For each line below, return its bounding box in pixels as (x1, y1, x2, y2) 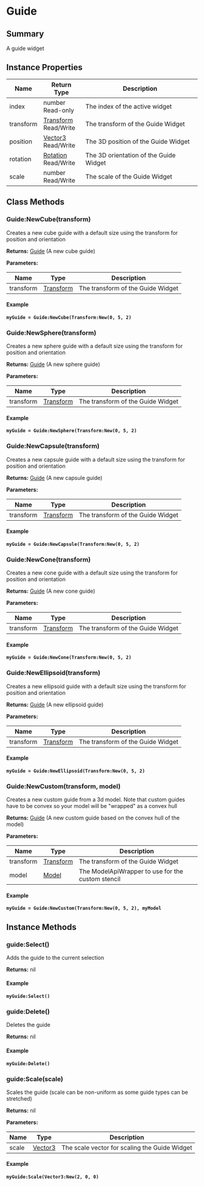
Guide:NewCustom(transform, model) (6, 782, 121, 790)
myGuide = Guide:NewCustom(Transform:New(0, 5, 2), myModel (6, 906, 162, 912)
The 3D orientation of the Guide (85, 151, 176, 159)
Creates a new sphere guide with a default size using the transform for (6, 343, 183, 349)
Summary (6, 29, 44, 39)
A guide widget (6, 45, 44, 52)
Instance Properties (6, 62, 83, 73)
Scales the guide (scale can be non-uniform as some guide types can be (6, 1088, 188, 1096)
